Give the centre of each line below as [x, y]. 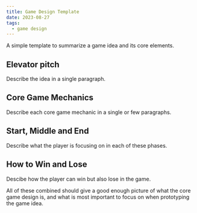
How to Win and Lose [47, 165]
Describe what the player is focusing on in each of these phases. [87, 145]
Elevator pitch [33, 64]
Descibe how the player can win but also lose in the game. [79, 179]
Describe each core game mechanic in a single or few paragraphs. [89, 112]
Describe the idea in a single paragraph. [56, 79]
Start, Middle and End [48, 131]
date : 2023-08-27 [28, 17]
